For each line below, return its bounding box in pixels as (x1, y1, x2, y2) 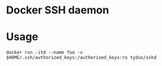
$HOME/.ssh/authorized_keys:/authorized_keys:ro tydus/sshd (6, 55, 157, 61)
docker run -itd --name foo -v (6, 50, 83, 55)
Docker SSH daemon (6, 4, 110, 17)
